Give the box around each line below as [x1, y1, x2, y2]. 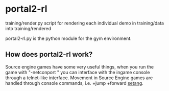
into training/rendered [5, 25, 52, 31]
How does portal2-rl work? [5, 50, 93, 59]
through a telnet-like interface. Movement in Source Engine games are [5, 75, 153, 81]
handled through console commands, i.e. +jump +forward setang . [5, 80, 144, 86]
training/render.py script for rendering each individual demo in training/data [5, 20, 164, 26]
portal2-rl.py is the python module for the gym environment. [5, 35, 132, 41]
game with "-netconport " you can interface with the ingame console [5, 69, 150, 75]
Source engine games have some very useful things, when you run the [5, 63, 154, 70]
